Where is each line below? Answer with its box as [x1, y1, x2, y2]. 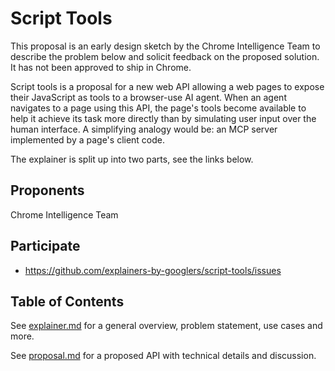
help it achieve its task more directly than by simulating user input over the [10, 112, 317, 124]
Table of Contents [10, 293, 125, 310]
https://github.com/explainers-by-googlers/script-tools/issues [24, 264, 282, 276]
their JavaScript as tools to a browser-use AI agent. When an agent [10, 91, 287, 103]
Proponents [10, 182, 85, 199]
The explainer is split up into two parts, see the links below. [10, 153, 254, 165]
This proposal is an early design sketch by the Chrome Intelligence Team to [10, 40, 321, 52]
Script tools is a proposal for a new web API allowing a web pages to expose [10, 80, 325, 92]
